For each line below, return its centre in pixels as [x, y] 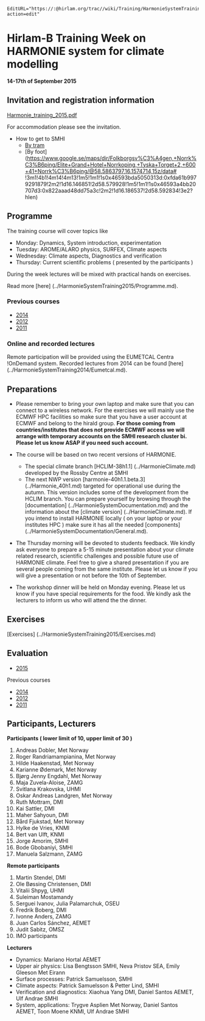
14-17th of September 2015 [42, 81]
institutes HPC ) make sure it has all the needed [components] [102, 524]
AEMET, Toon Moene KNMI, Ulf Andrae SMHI [72, 1012]
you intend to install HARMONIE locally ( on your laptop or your [103, 518]
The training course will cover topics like [57, 231]
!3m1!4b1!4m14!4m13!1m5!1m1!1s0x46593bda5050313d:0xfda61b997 [111, 178]
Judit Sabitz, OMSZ [40, 929]
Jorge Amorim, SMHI [42, 841]
